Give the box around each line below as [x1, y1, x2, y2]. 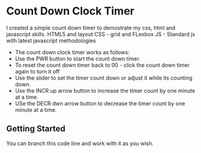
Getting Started [6, 123, 66, 134]
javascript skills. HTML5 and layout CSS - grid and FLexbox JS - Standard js [6, 30, 196, 37]
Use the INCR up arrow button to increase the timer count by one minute [14, 87, 196, 94]
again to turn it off [14, 67, 60, 75]
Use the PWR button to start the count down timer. [14, 55, 141, 62]
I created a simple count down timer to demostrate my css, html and [6, 24, 176, 31]
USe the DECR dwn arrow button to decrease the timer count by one [14, 99, 185, 107]
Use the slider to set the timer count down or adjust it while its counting [14, 74, 193, 81]
